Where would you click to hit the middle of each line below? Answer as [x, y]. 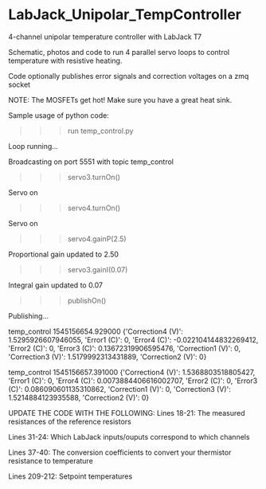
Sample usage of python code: [59, 115]
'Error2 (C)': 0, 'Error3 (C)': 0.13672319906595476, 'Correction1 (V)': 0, [125, 348]
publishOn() [87, 300]
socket [19, 84]
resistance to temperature [51, 460]
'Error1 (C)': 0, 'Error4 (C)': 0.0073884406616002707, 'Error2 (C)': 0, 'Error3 [133, 381]
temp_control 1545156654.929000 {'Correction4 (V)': [96, 331]
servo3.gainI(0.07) [98, 269]
